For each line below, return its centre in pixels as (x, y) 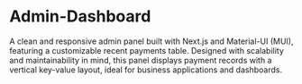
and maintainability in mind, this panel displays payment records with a (141, 60)
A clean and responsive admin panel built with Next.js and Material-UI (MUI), (151, 41)
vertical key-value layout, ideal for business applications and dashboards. (146, 70)
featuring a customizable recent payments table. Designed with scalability (146, 50)
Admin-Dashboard (80, 17)
